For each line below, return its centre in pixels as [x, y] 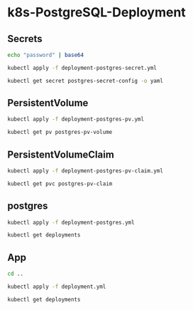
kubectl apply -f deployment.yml [57, 286]
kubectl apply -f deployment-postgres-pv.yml [76, 119]
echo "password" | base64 [45, 55]
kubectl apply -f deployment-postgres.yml [71, 222]
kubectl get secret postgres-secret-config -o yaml [85, 81]
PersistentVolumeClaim [61, 154]
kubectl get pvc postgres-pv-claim [60, 184]
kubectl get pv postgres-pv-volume [60, 133]
